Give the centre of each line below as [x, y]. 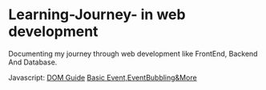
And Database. [33, 62]
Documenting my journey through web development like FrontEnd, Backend [133, 53]
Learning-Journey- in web [97, 15]
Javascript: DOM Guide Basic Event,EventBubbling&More [103, 77]
